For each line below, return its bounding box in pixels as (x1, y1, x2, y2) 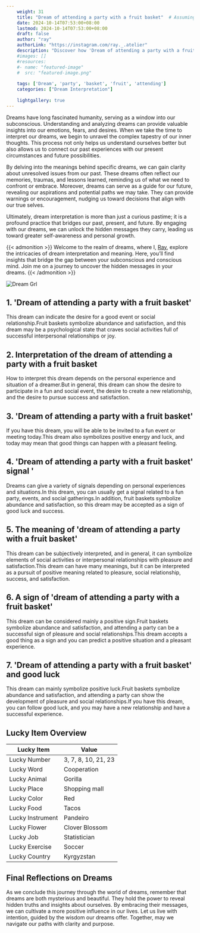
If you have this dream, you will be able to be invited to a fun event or (6, 427, 176, 434)
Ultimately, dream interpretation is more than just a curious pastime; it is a (6, 213, 187, 220)
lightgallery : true (17, 97, 65, 103)
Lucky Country (9, 853, 51, 861)
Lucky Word (9, 765, 43, 774)
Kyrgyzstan (63, 853, 96, 861)
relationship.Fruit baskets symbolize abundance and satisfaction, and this (6, 320, 186, 327)
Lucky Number (9, 755, 51, 764)
